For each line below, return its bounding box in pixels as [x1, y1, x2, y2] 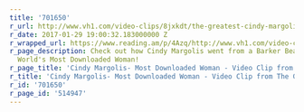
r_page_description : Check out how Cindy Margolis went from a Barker [9, 47, 281, 56]
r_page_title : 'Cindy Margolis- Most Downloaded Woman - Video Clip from [9, 64, 294, 73]
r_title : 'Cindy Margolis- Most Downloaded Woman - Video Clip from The [9, 72, 290, 81]
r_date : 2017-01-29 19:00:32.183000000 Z [9, 30, 168, 39]
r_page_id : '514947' [9, 89, 88, 98]
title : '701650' [9, 13, 71, 23]
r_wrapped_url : [9, 38, 67, 48]
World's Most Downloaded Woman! [17, 55, 140, 64]
